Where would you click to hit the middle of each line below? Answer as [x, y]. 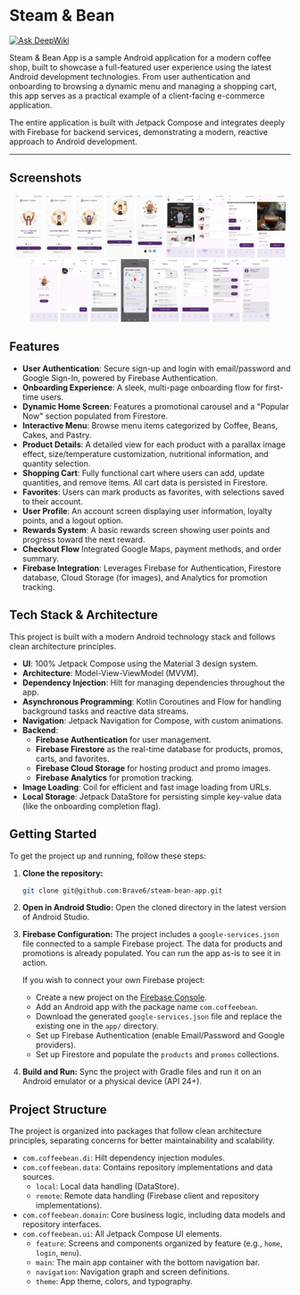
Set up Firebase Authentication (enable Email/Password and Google [160, 1036]
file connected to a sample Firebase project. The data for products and [152, 944]
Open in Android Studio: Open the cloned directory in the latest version [154, 908]
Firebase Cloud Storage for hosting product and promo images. [153, 768]
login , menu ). [58, 1253]
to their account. [52, 501]
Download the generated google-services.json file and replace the [159, 1017]
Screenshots [46, 178]
